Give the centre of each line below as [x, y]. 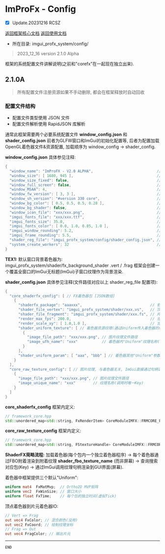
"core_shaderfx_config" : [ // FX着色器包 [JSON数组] [62, 296]
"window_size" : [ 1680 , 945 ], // [85, 176]
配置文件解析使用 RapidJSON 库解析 [49, 124]
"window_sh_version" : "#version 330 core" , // [85, 199]
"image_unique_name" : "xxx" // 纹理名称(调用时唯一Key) [81, 383]
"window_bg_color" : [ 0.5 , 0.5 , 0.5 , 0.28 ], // [85, 203]
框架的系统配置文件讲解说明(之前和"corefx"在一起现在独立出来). [69, 64]
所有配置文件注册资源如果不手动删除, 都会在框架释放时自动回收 [81, 92]
